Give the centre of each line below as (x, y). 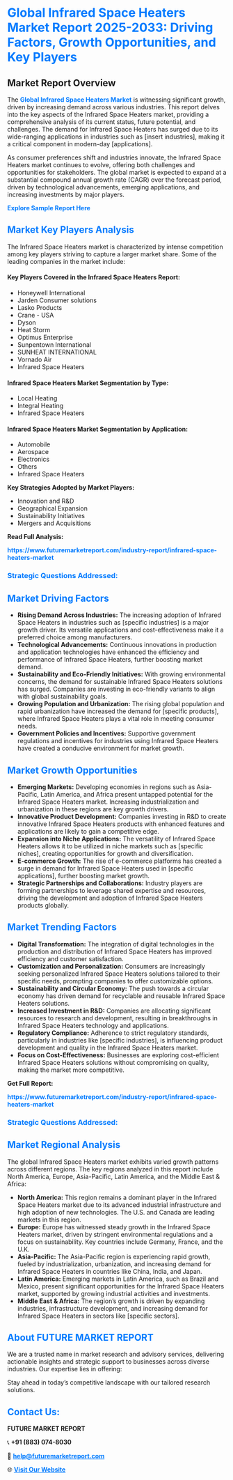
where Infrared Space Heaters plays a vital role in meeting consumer (115, 719)
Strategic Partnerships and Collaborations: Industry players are (110, 883)
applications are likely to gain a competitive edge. (88, 831)
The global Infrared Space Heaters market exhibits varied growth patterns (113, 1162)
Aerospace (33, 452)
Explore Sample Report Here (49, 208)
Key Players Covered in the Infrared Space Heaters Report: (94, 277)
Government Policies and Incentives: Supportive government (106, 733)
